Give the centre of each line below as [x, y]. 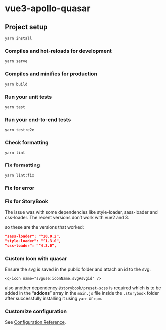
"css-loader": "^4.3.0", [31, 246]
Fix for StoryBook [27, 201]
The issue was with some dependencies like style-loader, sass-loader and [82, 212]
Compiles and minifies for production [51, 74]
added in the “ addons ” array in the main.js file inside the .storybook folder [82, 293]
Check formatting [27, 143]
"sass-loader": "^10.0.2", [33, 236]
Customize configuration [36, 311]
